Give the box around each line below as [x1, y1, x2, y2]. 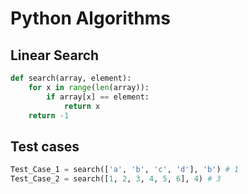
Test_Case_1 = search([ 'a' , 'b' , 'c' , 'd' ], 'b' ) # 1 [10, 165, 240, 175]
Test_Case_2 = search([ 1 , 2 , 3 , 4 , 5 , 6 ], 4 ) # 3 [10, 174, 222, 184]
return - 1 [28, 110, 70, 121]
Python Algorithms [10, 7, 171, 30]
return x [63, 101, 101, 111]
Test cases [10, 138, 80, 155]
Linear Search [10, 47, 100, 64]
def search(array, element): [10, 73, 132, 83]
